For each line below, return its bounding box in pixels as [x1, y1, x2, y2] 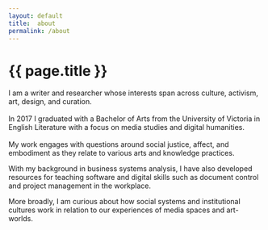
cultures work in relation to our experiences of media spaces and [8, 205, 225, 215]
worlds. [8, 214, 34, 224]
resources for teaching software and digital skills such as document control [8, 173, 259, 182]
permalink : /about [8, 27, 70, 35]
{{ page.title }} [8, 61, 108, 80]
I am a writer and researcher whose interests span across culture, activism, [8, 88, 258, 98]
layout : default [8, 11, 63, 20]
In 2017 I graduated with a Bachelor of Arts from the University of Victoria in [8, 114, 261, 123]
